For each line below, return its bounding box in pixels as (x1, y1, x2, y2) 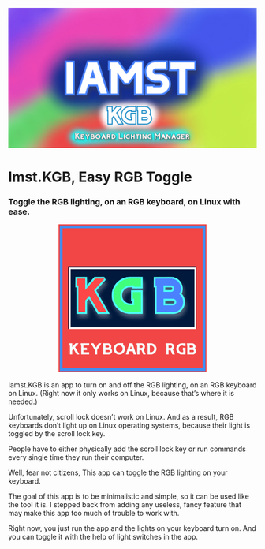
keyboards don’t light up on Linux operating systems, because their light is (8, 420, 251, 430)
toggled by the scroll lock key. (8, 428, 106, 438)
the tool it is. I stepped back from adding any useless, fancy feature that (8, 499, 242, 509)
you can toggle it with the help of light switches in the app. (8, 532, 199, 541)
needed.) (8, 397, 38, 406)
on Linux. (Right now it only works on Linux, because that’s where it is (8, 388, 235, 398)
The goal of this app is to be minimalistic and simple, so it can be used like (8, 491, 250, 501)
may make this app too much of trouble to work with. (8, 508, 180, 517)
